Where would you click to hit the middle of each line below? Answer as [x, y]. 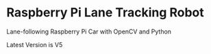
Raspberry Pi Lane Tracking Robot [105, 13]
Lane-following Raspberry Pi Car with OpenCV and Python [89, 31]
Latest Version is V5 [35, 44]
